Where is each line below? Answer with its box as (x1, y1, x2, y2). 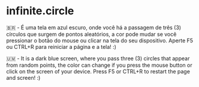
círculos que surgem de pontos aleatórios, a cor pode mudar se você (6, 30, 177, 38)
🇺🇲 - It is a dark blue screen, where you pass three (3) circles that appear (6, 55, 190, 62)
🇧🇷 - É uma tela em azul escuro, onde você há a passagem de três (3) (6, 24, 182, 31)
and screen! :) (6, 74, 41, 81)
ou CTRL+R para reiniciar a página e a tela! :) (6, 43, 117, 50)
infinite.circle (6, 4, 74, 18)
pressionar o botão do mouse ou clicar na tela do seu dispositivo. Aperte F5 (6, 37, 194, 44)
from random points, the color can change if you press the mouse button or (6, 61, 193, 69)
